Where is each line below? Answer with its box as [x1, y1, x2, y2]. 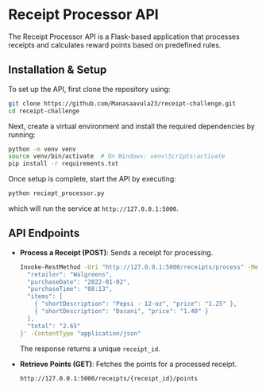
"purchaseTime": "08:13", [27, 285, 113, 293]
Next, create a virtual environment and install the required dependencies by [8, 121, 256, 131]
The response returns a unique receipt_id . [19, 343, 161, 354]
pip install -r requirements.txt [8, 160, 119, 168]
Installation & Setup [8, 63, 107, 77]
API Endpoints [8, 227, 80, 240]
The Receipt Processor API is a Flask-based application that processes [8, 32, 240, 41]
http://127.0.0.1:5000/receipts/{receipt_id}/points [19, 374, 199, 382]
